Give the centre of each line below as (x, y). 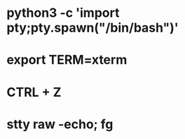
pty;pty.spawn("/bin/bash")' (93, 28)
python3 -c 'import (63, 13)
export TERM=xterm (67, 60)
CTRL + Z (34, 92)
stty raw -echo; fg (60, 124)
